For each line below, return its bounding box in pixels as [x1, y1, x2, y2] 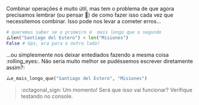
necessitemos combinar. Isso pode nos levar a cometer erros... [6, 18, 161, 24]
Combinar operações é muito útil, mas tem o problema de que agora [6, 5, 174, 12]
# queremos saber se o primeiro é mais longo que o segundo [6, 29, 162, 35]
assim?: [6, 64, 25, 71]
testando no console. [20, 92, 74, 100]
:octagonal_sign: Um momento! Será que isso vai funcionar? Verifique [20, 86, 193, 93]
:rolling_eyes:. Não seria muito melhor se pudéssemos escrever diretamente [6, 57, 193, 64]
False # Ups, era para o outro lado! [6, 40, 100, 47]
